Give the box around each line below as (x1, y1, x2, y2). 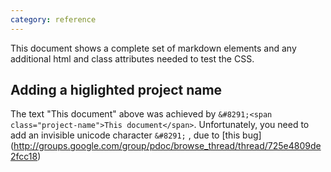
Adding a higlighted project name (10, 82, 223, 99)
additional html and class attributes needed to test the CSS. (10, 52, 255, 65)
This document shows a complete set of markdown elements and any (10, 42, 297, 54)
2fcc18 (10, 151, 38, 163)
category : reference (10, 14, 97, 25)
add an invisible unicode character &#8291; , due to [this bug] (10, 129, 262, 141)
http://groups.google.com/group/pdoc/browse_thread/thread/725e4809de (13, 140, 322, 152)
